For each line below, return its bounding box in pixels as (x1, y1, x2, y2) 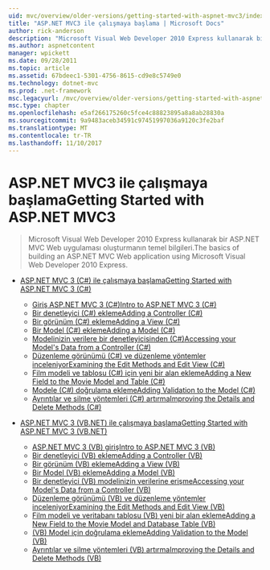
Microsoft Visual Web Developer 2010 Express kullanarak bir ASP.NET (27, 234, 260, 244)
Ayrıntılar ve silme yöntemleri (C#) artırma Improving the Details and (31, 394, 255, 403)
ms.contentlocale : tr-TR (8, 131, 92, 139)
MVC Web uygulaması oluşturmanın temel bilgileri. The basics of (27, 243, 239, 253)
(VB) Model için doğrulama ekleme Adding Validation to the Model (31, 528, 248, 538)
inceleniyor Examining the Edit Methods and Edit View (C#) (31, 360, 226, 370)
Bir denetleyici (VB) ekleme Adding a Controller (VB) (31, 451, 203, 461)
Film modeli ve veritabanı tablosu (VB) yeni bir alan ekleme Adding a (31, 510, 256, 520)
